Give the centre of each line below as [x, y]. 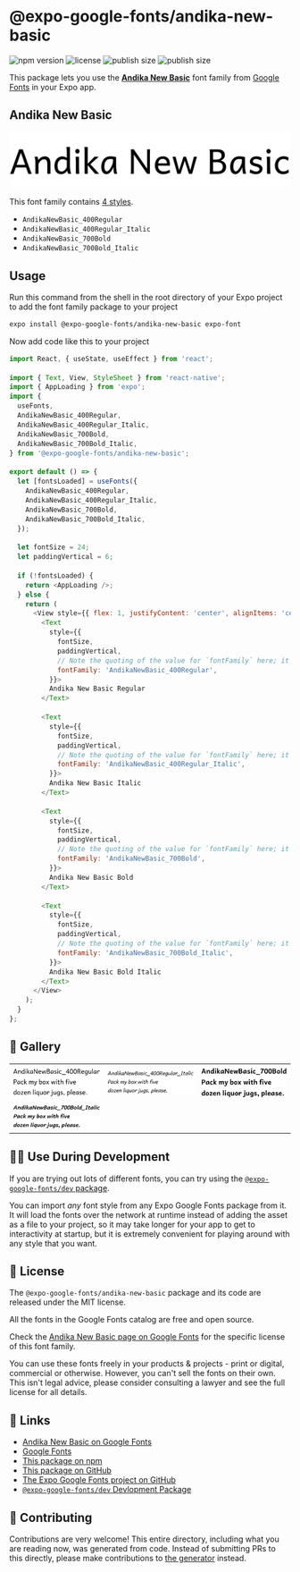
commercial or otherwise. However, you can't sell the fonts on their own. [142, 1373]
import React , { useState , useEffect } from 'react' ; [112, 359]
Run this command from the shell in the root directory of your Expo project [146, 297]
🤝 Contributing [51, 1517]
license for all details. [48, 1392]
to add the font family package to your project [94, 307]
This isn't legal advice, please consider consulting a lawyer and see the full [147, 1382]
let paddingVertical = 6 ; [66, 557]
